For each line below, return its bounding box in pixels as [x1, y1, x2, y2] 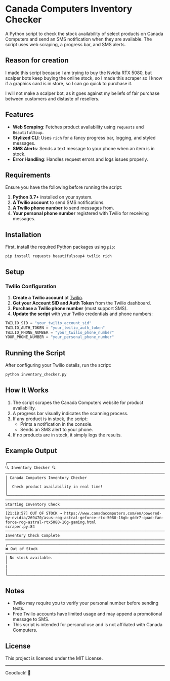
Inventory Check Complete [5, 533, 60, 538]
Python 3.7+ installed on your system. [12, 194, 93, 200]
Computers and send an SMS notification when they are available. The [5, 36, 152, 42]
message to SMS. [12, 616, 50, 622]
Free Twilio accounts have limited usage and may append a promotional [12, 611, 162, 617]
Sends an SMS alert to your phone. [20, 426, 93, 432]
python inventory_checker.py [5, 372, 67, 377]
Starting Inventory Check [5, 502, 60, 507]
